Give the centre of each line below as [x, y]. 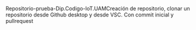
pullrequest [19, 21]
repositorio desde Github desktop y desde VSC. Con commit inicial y [90, 15]
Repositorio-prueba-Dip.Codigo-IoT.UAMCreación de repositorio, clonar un [98, 9]
